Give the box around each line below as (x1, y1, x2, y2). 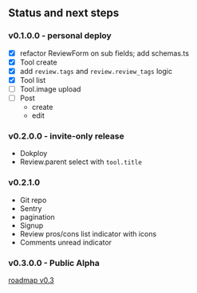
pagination (19, 212, 56, 221)
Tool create (19, 57, 57, 67)
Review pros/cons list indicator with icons (19, 229, 157, 238)
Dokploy (19, 149, 48, 158)
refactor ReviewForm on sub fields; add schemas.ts (19, 48, 190, 58)
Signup (19, 221, 44, 230)
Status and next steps (8, 6, 120, 20)
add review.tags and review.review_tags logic (19, 66, 173, 76)
